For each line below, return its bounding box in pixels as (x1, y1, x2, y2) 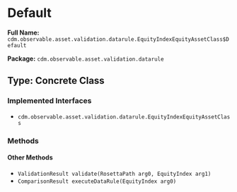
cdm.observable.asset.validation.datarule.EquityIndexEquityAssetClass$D (7, 35, 230, 43)
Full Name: (7, 28, 40, 37)
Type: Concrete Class (7, 75, 105, 87)
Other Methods (7, 153, 53, 162)
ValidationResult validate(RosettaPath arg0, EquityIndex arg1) (17, 170, 212, 177)
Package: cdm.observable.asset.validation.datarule (7, 54, 164, 63)
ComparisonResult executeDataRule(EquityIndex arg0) (17, 178, 177, 185)
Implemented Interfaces (7, 96, 92, 106)
